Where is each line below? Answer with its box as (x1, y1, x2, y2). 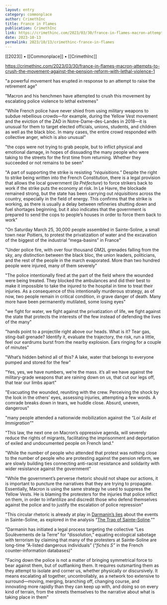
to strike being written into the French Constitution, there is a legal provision (5, 175, 161, 181)
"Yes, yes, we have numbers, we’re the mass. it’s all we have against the (5, 369, 153, 375)
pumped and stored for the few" (5, 359, 71, 365)
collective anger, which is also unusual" (5, 134, 86, 140)
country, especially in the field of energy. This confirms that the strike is (5, 196, 153, 202)
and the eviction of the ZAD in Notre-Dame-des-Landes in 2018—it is (5, 118, 147, 124)
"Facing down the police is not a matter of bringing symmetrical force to (5, 557, 153, 563)
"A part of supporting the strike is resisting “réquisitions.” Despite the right (5, 169, 158, 175)
